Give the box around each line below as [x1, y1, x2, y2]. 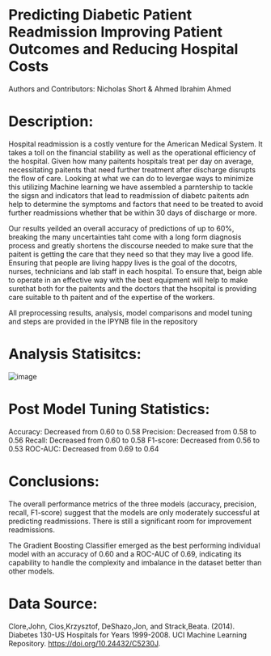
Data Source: [8, 595, 98, 612]
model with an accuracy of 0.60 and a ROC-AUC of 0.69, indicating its [8, 548, 242, 559]
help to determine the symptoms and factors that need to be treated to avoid [8, 199, 264, 209]
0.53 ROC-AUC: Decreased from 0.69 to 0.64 [8, 443, 159, 454]
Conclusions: [8, 472, 100, 490]
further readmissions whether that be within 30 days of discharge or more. [8, 208, 257, 218]
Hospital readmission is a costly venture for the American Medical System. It [8, 139, 263, 149]
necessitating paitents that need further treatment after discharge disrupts [8, 164, 256, 175]
